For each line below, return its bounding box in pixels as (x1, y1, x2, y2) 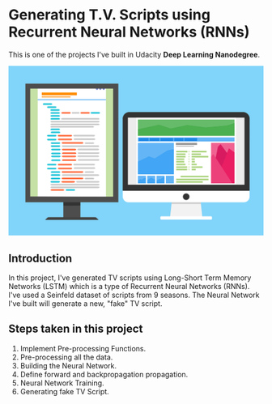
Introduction (8, 251, 73, 265)
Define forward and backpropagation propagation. (19, 369, 189, 379)
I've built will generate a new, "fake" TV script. (8, 298, 163, 308)
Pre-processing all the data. (19, 352, 113, 362)
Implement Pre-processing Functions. (19, 343, 147, 353)
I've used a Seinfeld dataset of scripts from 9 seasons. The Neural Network (8, 290, 261, 300)
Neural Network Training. (19, 378, 104, 388)
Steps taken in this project (8, 322, 143, 336)
